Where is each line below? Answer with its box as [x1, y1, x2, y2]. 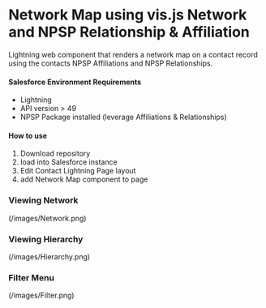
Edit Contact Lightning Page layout [19, 166, 136, 176]
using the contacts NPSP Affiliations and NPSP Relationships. [8, 58, 213, 68]
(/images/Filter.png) [8, 290, 75, 301]
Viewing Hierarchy [8, 233, 84, 245]
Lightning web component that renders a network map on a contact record [8, 49, 258, 59]
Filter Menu [8, 272, 55, 283]
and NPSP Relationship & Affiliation [8, 23, 250, 41]
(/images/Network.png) [8, 213, 87, 223]
